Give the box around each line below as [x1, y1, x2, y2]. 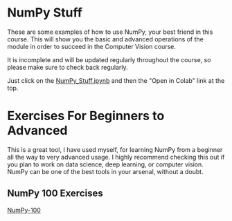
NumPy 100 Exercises [7, 188, 103, 200]
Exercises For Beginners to [7, 108, 165, 124]
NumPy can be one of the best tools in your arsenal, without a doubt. [7, 167, 204, 175]
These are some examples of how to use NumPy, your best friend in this [7, 28, 213, 36]
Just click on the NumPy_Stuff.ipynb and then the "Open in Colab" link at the [7, 76, 225, 84]
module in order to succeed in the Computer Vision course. [7, 42, 177, 50]
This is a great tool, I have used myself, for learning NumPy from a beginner [7, 145, 223, 153]
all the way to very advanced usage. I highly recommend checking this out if [7, 153, 225, 161]
